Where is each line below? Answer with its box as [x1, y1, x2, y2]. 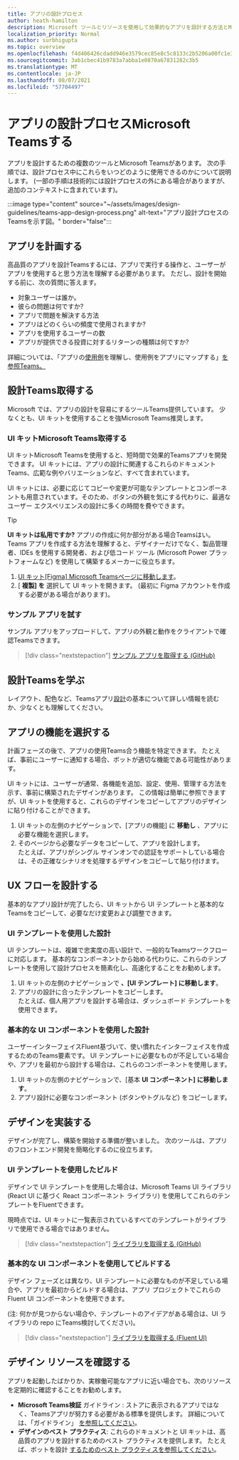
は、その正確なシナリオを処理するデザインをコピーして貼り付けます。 [17, 857, 223, 865]
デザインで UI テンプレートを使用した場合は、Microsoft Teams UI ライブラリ [7, 1182, 232, 1191]
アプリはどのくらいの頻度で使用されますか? [17, 320, 146, 328]
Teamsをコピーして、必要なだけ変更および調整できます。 [7, 909, 176, 917]
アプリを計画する [7, 240, 83, 252]
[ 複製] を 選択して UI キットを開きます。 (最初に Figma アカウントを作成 [17, 581, 230, 590]
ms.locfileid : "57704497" [7, 83, 84, 90]
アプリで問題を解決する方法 [17, 311, 100, 319]
